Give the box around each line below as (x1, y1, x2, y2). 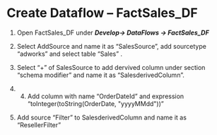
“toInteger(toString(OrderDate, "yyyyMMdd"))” (27, 99, 164, 107)
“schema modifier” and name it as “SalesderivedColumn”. (16, 71, 184, 79)
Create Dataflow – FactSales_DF (6, 5, 199, 21)
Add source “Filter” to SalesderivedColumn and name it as (16, 113, 187, 122)
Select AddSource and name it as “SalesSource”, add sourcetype (16, 42, 206, 50)
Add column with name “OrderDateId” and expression (27, 92, 184, 100)
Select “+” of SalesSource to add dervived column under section (16, 63, 206, 71)
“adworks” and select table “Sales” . (16, 49, 123, 58)
